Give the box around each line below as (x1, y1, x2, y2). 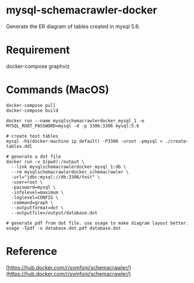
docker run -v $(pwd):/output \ (6, 158, 84, 164)
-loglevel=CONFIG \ (11, 194, 59, 201)
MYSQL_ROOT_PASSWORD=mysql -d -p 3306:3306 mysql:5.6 (6, 123, 140, 129)
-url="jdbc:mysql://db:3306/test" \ (11, 174, 100, 180)
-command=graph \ (11, 199, 54, 205)
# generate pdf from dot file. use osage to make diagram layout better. (6, 220, 189, 226)
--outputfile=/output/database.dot (11, 210, 98, 216)
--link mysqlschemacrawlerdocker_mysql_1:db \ (11, 164, 126, 170)
